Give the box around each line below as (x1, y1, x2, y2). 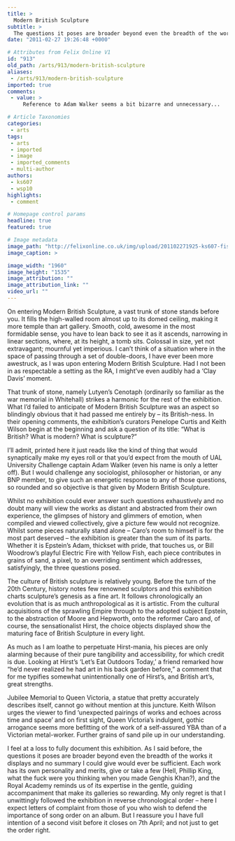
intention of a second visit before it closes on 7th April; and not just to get (7, 818, 219, 826)
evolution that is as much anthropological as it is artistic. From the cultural (7, 599, 220, 607)
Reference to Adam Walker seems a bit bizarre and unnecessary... (22, 101, 220, 108)
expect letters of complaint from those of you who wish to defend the (7, 803, 208, 812)
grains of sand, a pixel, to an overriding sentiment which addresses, (7, 556, 203, 564)
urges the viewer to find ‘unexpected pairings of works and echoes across (7, 708, 222, 716)
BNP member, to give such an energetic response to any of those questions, (7, 475, 227, 483)
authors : (7, 172, 33, 179)
